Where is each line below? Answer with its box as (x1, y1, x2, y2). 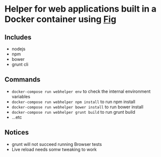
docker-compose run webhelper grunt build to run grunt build (11, 109, 135, 115)
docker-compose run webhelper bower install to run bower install (11, 104, 143, 110)
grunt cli (11, 62, 29, 67)
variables (11, 93, 30, 99)
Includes (4, 33, 32, 41)
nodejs (11, 46, 25, 52)
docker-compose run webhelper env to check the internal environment (11, 88, 151, 94)
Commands (4, 75, 41, 84)
